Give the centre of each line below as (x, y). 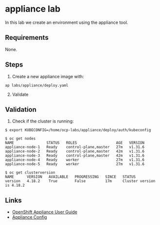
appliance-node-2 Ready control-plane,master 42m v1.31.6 (75, 152)
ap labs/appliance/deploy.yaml (37, 85)
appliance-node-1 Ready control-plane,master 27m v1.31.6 (75, 147)
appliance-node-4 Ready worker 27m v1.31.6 (75, 160)
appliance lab (33, 9)
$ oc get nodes (20, 139)
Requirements (27, 38)
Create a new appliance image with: (48, 76)
